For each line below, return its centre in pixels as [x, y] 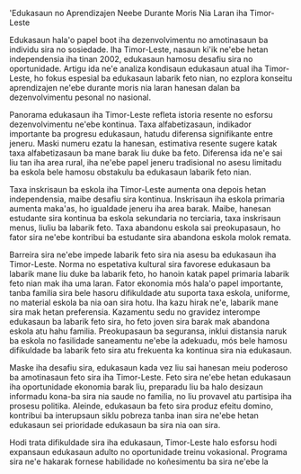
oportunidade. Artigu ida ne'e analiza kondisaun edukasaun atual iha [136, 68]
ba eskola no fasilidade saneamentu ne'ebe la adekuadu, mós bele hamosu [148, 340]
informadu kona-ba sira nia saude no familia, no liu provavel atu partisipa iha [150, 396]
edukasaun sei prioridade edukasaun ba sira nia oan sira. [115, 425]
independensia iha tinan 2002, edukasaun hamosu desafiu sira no [131, 59]
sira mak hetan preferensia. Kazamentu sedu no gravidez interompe [135, 312]
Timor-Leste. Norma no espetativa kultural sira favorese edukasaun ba [140, 264]
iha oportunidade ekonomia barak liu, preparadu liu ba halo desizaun [136, 387]
